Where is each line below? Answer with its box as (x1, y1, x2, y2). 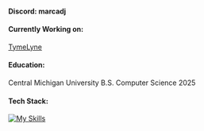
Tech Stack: (8, 96, 49, 106)
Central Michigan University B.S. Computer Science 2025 (8, 78, 196, 87)
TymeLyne (8, 42, 42, 52)
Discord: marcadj (8, 6, 67, 16)
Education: (8, 60, 45, 70)
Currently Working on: (8, 25, 84, 34)
